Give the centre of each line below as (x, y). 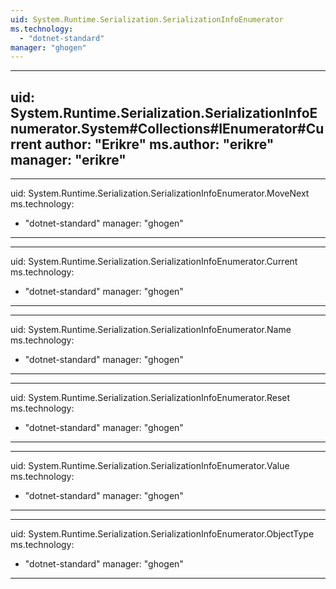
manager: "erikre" (68, 159)
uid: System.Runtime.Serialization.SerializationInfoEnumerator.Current (154, 262)
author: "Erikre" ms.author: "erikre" (159, 144)
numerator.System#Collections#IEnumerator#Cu (167, 128)
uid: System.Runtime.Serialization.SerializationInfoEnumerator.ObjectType (162, 534)
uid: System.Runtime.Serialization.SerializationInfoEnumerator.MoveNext (160, 193)
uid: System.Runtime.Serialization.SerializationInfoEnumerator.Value (150, 466)
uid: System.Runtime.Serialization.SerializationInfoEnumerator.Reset (150, 398)
